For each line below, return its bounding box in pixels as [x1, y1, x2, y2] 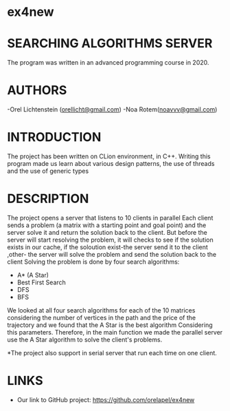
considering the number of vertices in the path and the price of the [7, 313, 196, 322]
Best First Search [16, 278, 67, 286]
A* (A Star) [16, 271, 49, 279]
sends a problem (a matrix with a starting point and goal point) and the [7, 221, 207, 229]
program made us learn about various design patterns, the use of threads [7, 160, 215, 167]
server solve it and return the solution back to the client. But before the [7, 228, 207, 236]
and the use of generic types [7, 167, 89, 175]
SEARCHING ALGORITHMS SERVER [7, 36, 213, 52]
